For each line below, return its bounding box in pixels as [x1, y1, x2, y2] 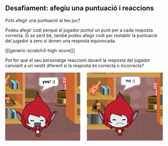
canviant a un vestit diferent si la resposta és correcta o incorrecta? [5, 62, 144, 68]
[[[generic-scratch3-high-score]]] [5, 47, 75, 53]
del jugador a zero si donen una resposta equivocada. [5, 38, 116, 44]
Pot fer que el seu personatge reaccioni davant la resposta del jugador [5, 57, 150, 63]
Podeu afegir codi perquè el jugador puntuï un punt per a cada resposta [5, 27, 153, 33]
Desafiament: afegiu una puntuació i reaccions [5, 4, 154, 13]
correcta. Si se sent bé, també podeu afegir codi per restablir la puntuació [5, 32, 157, 38]
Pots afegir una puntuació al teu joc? [5, 17, 80, 23]
